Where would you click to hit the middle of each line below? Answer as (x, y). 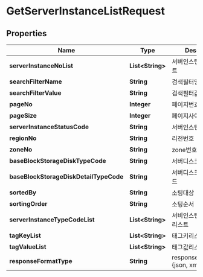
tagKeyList (25, 235)
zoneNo (21, 149)
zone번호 (185, 150)
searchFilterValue (35, 93)
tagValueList (28, 247)
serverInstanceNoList (41, 66)
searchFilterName (36, 81)
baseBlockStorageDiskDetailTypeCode (66, 177)
